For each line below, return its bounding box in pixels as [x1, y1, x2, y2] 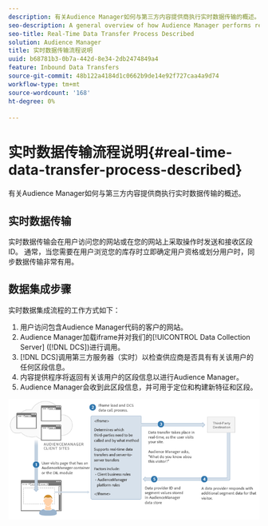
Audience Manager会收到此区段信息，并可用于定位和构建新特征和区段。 [19, 382, 258, 392]
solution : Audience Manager [8, 38, 102, 46]
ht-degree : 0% [8, 97, 56, 106]
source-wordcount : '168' [8, 89, 91, 97]
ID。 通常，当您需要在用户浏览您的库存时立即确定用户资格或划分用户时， [8, 247, 248, 256]
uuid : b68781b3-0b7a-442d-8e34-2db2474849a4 [8, 55, 159, 63]
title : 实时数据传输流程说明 [8, 46, 93, 55]
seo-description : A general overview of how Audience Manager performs [8, 21, 251, 30]
